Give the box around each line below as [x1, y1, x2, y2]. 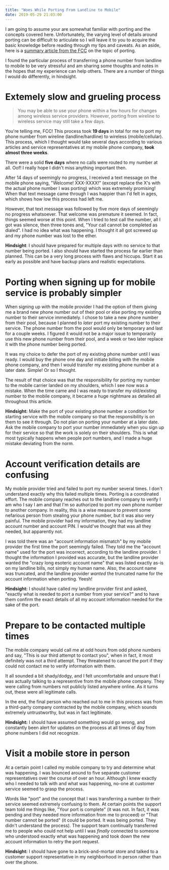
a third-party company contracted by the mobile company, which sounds [5, 704, 157, 710]
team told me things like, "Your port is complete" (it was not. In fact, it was [5, 806, 159, 812]
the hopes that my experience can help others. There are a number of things [5, 68, 164, 74]
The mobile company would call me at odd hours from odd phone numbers [5, 647, 161, 653]
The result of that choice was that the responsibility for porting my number [5, 377, 160, 383]
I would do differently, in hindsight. [5, 73, 77, 79]
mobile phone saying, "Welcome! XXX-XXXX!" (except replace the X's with [5, 180, 160, 186]
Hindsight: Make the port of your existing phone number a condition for [5, 408, 155, 414]
